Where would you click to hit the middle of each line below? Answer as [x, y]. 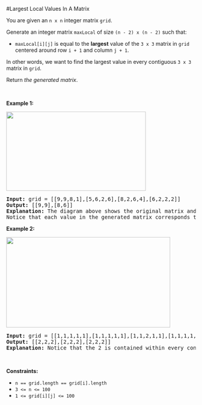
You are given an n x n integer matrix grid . [59, 20]
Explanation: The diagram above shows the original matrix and [101, 211]
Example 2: [20, 229]
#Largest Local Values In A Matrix [48, 9]
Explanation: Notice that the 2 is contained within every [95, 348]
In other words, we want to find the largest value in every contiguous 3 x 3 [99, 62]
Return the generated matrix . [42, 80]
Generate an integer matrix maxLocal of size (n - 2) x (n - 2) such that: [97, 32]
